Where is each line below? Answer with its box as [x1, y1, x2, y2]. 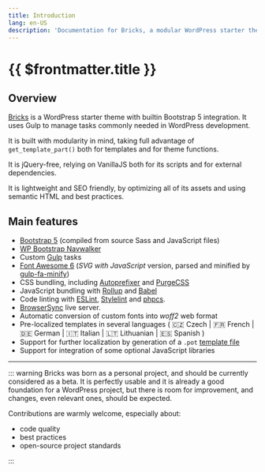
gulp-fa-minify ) [19, 269, 69, 279]
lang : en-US [8, 19, 47, 27]
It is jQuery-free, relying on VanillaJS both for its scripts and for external [8, 159, 242, 170]
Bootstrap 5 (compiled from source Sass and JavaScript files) [19, 236, 220, 245]
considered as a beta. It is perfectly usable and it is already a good [8, 376, 225, 387]
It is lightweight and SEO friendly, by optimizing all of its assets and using [8, 183, 246, 193]
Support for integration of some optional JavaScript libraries [19, 346, 215, 355]
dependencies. [8, 168, 57, 178]
